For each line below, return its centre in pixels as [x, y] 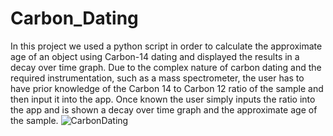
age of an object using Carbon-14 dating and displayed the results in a [155, 56]
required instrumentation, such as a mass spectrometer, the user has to [157, 78]
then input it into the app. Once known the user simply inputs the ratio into [163, 99]
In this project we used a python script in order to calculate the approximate [166, 46]
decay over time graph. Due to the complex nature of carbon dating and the [166, 67]
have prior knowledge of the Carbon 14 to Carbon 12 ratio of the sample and [167, 88]
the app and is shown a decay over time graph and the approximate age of [164, 109]
